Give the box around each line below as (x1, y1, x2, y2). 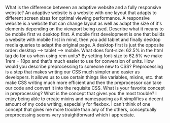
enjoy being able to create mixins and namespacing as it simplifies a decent (5, 96, 163, 102)
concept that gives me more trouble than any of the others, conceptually (5, 106, 157, 112)
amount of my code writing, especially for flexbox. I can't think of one (5, 101, 151, 107)
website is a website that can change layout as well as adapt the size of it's (5, 20, 162, 26)
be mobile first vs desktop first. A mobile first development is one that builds (5, 31, 165, 37)
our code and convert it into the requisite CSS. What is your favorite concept (5, 85, 165, 91)
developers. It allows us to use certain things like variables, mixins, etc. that (5, 74, 163, 80)
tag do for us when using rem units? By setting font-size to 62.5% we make (5, 53, 163, 59)
